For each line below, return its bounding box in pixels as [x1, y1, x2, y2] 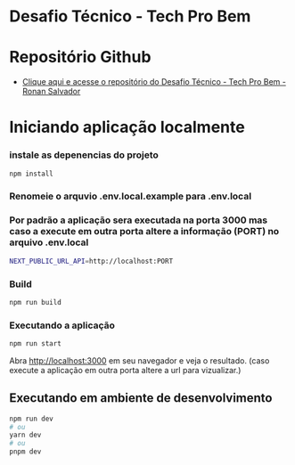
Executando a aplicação [9, 319, 116, 331]
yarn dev [9, 430, 42, 440]
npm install [9, 169, 53, 178]
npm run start [9, 339, 62, 348]
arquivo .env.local [9, 236, 89, 249]
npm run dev [9, 414, 53, 423]
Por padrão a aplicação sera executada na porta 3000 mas [9, 214, 268, 226]
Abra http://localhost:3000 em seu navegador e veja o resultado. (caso [9, 355, 270, 366]
